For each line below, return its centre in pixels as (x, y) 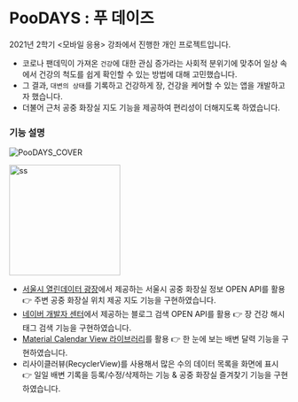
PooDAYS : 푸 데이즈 (82, 18)
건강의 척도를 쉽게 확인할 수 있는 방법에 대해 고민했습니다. (138, 74)
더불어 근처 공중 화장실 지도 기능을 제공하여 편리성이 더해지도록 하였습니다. (151, 107)
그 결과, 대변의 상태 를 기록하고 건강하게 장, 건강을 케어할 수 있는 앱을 (138, 85)
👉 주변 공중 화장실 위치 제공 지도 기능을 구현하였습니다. (119, 300)
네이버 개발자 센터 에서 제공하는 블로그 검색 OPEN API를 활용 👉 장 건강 (145, 314)
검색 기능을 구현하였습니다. (85, 328)
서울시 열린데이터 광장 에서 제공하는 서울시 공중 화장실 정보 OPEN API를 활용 (153, 290)
